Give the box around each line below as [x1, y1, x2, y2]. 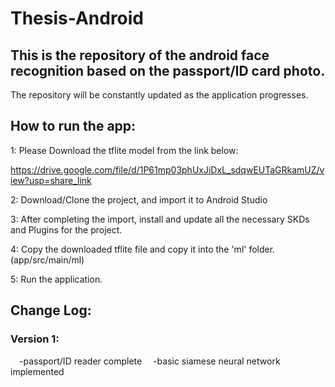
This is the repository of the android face [10, 47, 270, 64]
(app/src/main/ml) [10, 253, 85, 266]
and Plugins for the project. [10, 223, 123, 236]
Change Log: [10, 302, 92, 319]
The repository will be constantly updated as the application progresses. [10, 89, 309, 101]
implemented [10, 365, 65, 377]
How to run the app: [10, 118, 137, 135]
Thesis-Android [10, 7, 145, 30]
